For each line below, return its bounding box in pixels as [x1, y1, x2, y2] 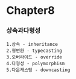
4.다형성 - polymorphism [6, 61, 65, 67]
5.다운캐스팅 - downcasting [6, 67, 71, 73]
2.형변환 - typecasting [6, 48, 62, 54]
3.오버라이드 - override [6, 54, 62, 60]
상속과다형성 [6, 27, 41, 35]
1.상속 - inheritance [6, 42, 59, 48]
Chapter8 [6, 4, 55, 17]
